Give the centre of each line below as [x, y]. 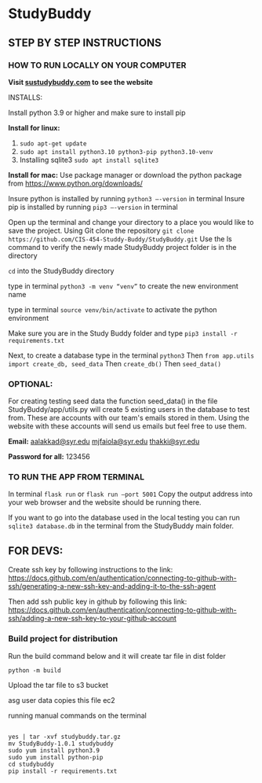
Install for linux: [34, 127]
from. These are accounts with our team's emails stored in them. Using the [129, 418]
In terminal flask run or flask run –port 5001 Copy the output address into [131, 494]
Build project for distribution [63, 639]
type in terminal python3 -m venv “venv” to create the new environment [124, 286]
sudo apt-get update [53, 143]
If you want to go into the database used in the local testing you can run [124, 518]
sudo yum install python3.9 [54, 750]
